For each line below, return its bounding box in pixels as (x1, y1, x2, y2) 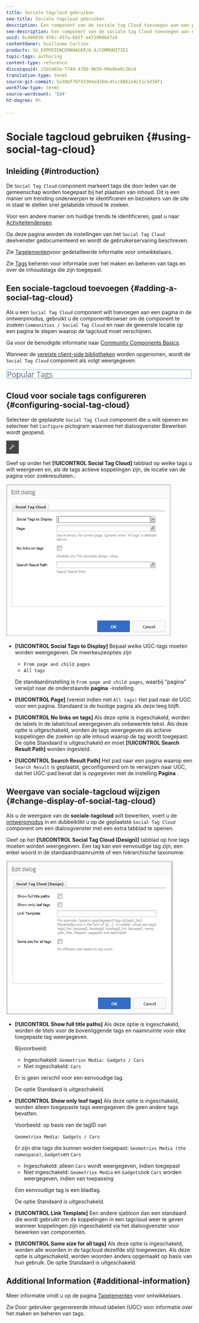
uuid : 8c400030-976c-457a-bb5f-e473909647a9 (6, 35, 118, 41)
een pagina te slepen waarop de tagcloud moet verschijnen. (6, 327, 153, 334)
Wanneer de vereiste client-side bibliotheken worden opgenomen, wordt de (6, 350, 191, 358)
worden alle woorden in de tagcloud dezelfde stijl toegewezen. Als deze (14, 1246, 191, 1253)
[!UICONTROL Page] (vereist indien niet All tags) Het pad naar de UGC (14, 696, 191, 703)
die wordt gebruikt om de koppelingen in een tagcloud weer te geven (14, 1215, 184, 1222)
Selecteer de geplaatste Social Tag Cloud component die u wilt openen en (6, 416, 188, 423)
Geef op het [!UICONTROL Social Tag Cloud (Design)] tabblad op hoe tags (6, 836, 190, 843)
